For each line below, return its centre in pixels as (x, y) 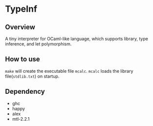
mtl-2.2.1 (21, 119)
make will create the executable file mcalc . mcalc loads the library (69, 71)
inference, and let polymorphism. (38, 44)
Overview (20, 27)
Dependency (25, 92)
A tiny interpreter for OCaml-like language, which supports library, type (76, 39)
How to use (22, 59)
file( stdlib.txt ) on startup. (32, 76)
